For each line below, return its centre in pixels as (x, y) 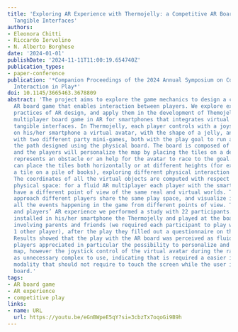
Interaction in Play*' (47, 87)
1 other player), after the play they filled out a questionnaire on (118, 231)
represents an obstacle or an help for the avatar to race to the (114, 159)
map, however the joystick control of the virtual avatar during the (118, 251)
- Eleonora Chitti (34, 34)
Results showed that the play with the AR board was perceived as (114, 238)
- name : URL (25, 311)
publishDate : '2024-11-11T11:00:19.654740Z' (74, 60)
